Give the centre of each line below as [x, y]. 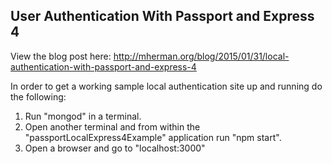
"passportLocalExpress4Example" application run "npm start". [153, 137]
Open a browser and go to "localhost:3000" [115, 148]
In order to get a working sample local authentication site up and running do [166, 86]
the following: [38, 96]
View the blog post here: [61, 56]
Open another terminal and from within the [112, 126]
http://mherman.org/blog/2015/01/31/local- [201, 56]
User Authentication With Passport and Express [162, 16]
